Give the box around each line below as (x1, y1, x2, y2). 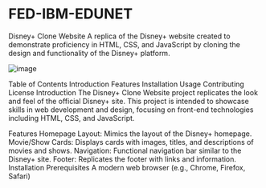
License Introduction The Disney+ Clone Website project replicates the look (8, 87, 259, 97)
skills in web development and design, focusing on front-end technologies (8, 105, 254, 114)
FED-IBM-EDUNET (8, 5, 133, 23)
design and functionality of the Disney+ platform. (8, 48, 170, 58)
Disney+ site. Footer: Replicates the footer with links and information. (8, 154, 237, 164)
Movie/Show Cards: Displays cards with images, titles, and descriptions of (8, 137, 255, 146)
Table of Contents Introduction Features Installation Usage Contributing (8, 79, 245, 89)
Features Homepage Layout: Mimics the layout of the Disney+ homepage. (8, 129, 252, 138)
